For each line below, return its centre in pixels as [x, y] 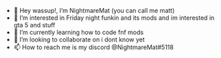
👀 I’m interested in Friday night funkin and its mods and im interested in [114, 18]
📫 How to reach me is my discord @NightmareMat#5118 [93, 47]
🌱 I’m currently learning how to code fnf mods [79, 32]
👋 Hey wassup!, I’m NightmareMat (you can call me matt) [94, 11]
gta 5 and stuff [34, 25]
